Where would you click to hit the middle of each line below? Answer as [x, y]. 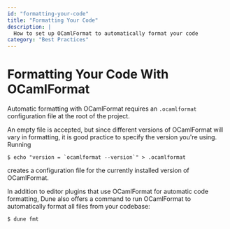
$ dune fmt [23, 219]
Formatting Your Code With [88, 75]
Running [19, 145]
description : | [29, 27]
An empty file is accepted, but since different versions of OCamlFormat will [115, 130]
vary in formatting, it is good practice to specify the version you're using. [112, 137]
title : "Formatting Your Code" [53, 20]
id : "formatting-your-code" [48, 14]
